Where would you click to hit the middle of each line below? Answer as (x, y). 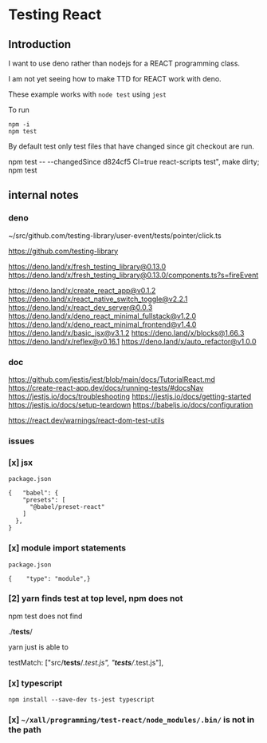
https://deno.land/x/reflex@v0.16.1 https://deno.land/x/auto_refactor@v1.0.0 (132, 341)
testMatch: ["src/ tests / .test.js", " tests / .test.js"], (86, 662)
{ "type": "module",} (49, 578)
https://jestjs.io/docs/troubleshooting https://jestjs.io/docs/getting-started (130, 396)
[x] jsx (21, 463)
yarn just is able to (39, 647)
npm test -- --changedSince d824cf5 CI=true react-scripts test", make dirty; (134, 162)
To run (19, 110)
